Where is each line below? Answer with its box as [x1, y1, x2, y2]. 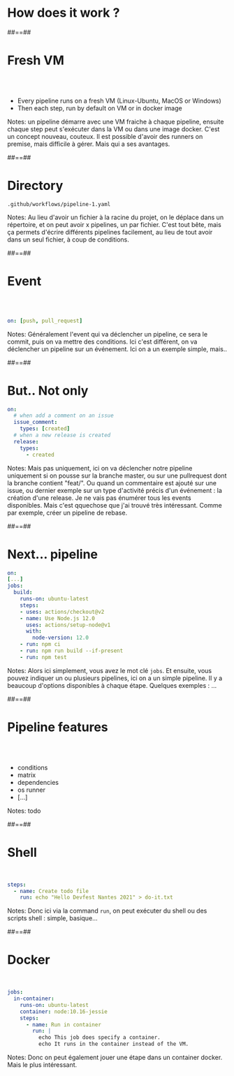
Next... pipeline [7, 546, 98, 562]
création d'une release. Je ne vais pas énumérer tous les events [7, 494, 191, 502]
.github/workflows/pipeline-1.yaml [7, 200, 111, 207]
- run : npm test [20, 654, 68, 661]
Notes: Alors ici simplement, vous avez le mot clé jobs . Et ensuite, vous [7, 666, 212, 675]
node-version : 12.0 [32, 634, 89, 642]
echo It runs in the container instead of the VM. [38, 1040, 189, 1048]
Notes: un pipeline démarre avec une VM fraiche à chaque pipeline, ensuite [7, 117, 224, 126]
